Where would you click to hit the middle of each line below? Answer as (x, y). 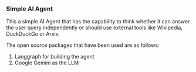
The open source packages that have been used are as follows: (83, 45)
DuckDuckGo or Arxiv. (33, 34)
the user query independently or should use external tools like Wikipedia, (94, 28)
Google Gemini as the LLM (47, 63)
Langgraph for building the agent (55, 57)
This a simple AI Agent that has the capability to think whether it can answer (98, 22)
